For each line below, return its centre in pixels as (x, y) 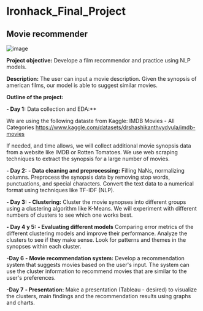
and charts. (21, 302)
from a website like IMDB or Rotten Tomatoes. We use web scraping (92, 152)
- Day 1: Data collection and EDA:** (52, 109)
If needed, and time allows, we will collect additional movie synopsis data (99, 146)
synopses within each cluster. (44, 246)
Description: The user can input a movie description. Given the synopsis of (102, 79)
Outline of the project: (35, 97)
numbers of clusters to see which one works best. (70, 215)
